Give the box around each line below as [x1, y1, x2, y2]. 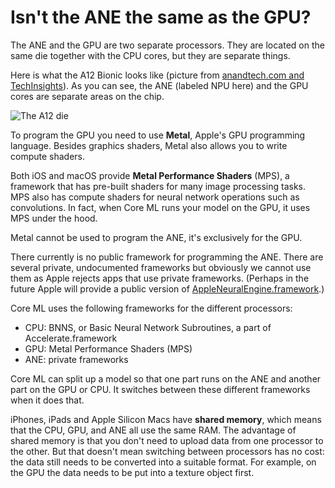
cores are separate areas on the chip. [10, 90, 165, 102]
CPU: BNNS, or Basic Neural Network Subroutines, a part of [24, 321, 272, 333]
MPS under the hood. [10, 212, 98, 224]
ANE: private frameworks [24, 353, 129, 365]
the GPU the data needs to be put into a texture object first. [10, 466, 255, 478]
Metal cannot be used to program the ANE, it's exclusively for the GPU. [10, 231, 303, 243]
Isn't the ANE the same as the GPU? [10, 6, 312, 29]
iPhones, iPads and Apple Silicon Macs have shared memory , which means [10, 413, 322, 425]
